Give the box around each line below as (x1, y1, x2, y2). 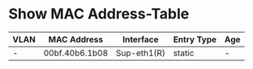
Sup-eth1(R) (116, 47, 166, 59)
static (173, 47, 195, 59)
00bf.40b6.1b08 (43, 47, 109, 59)
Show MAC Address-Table (8, 5, 190, 23)
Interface (122, 34, 159, 45)
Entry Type (173, 34, 217, 45)
